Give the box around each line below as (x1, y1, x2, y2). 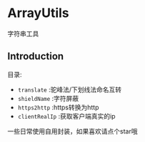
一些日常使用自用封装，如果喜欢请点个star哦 (7, 126, 138, 136)
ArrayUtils (7, 5, 69, 21)
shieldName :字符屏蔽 (17, 94, 79, 102)
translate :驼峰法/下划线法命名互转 (17, 85, 122, 94)
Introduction (7, 50, 64, 62)
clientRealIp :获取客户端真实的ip (17, 111, 116, 120)
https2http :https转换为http (17, 103, 99, 111)
